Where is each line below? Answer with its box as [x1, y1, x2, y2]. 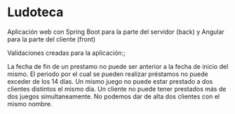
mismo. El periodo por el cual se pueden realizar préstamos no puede [7, 70, 208, 78]
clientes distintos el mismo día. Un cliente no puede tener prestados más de [7, 84, 227, 93]
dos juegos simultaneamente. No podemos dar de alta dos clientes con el [7, 92, 220, 101]
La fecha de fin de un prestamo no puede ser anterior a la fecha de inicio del [7, 62, 229, 70]
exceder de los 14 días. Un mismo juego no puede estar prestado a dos [7, 77, 213, 85]
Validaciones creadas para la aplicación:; [7, 49, 126, 57]
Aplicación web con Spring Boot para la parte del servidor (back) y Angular [7, 27, 224, 36]
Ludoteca [7, 4, 64, 20]
